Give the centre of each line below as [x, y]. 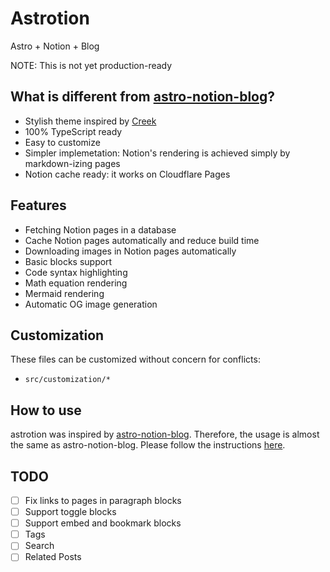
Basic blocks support [68, 261]
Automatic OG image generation [91, 304]
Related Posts [53, 557]
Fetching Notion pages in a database [100, 229]
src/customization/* [67, 380]
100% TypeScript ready [73, 131]
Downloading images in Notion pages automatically [130, 251]
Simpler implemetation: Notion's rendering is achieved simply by [157, 153]
